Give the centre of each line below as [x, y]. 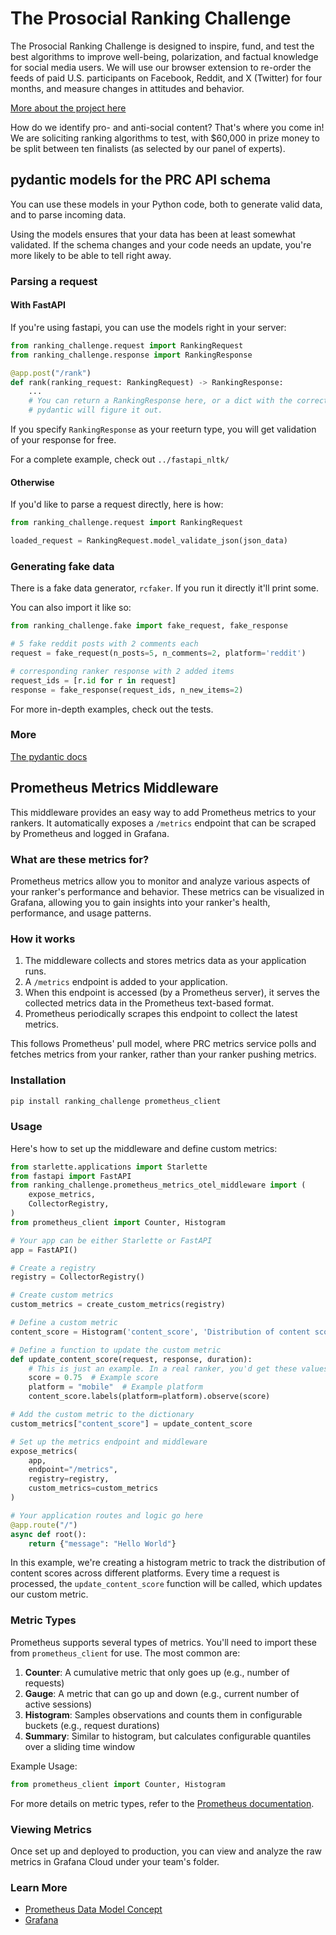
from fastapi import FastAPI [71, 1176]
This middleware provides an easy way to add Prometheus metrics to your [163, 812]
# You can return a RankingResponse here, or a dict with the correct [178, 401]
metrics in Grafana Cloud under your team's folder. [115, 1861]
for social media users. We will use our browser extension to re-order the [161, 67]
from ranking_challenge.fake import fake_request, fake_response [149, 626]
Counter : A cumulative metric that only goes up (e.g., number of [157, 1672]
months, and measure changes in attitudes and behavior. [127, 88]
